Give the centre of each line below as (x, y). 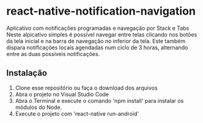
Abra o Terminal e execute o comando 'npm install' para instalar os (99, 100)
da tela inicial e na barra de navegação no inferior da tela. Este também (96, 41)
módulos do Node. (39, 107)
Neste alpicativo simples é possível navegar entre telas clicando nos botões (102, 34)
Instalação (27, 73)
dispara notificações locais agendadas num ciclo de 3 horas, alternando (97, 47)
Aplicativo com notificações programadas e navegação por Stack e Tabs (98, 28)
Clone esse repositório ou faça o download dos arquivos (86, 88)
